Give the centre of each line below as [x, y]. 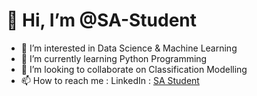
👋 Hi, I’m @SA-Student [102, 20]
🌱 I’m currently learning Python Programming [114, 58]
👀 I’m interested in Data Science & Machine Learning [129, 48]
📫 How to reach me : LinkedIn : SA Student [110, 80]
